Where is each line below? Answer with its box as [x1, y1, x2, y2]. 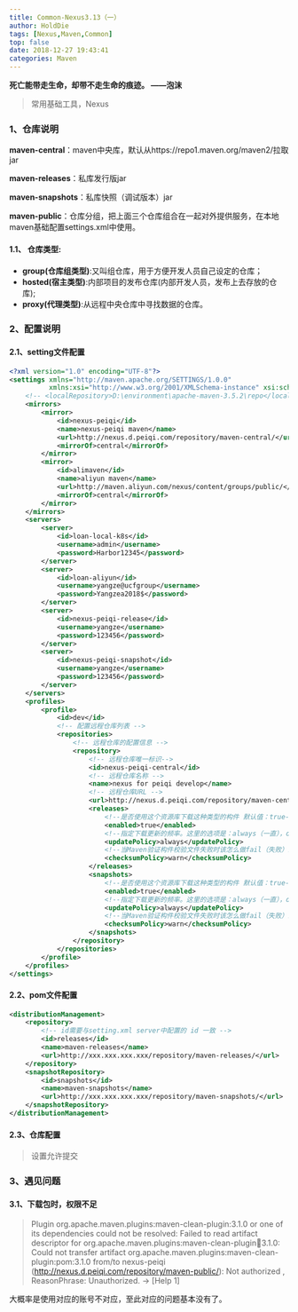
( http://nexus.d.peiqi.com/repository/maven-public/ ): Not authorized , [30, 1266, 286, 1276]
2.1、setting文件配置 [9, 347, 85, 358]
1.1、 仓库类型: [9, 243, 62, 254]
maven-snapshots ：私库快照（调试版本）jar [9, 192, 173, 202]
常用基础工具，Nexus [30, 99, 109, 109]
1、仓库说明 [9, 123, 59, 135]
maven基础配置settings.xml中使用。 [9, 222, 140, 233]
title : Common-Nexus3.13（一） [9, 12, 122, 22]
